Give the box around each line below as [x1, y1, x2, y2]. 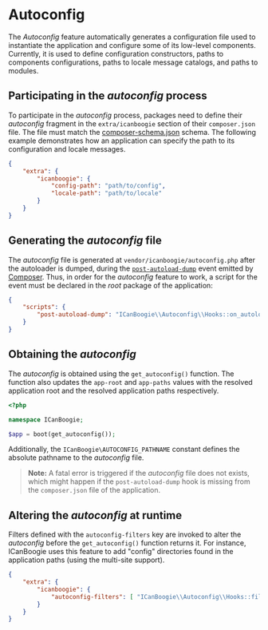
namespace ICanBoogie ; [8, 415, 84, 424]
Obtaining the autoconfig [8, 347, 137, 361]
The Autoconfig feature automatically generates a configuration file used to [8, 32, 256, 42]
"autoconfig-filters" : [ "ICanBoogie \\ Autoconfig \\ [50, 592, 227, 600]
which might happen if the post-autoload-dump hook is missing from [27, 477, 250, 486]
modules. [8, 65, 39, 75]
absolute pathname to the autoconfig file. [8, 453, 144, 462]
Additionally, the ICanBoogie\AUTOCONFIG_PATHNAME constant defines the [8, 445, 240, 454]
